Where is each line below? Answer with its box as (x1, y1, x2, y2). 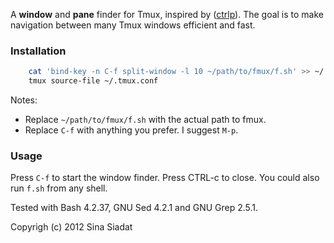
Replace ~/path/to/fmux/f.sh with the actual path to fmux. (24, 114, 267, 126)
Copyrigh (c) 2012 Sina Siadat (10, 221, 133, 233)
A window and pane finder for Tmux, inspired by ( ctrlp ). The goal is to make (10, 9, 325, 20)
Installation (10, 44, 67, 58)
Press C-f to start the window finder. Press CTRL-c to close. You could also (10, 172, 320, 184)
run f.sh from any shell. (10, 182, 108, 194)
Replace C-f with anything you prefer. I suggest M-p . (24, 124, 239, 136)
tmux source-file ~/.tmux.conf (28, 76, 159, 86)
